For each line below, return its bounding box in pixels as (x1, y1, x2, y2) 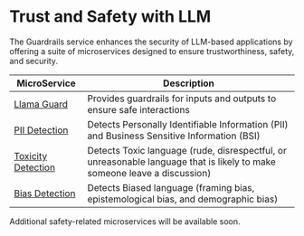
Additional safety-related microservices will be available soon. (9, 215, 241, 227)
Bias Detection (14, 187, 76, 200)
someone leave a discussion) (87, 166, 212, 179)
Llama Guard (14, 98, 69, 110)
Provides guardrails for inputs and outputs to (87, 92, 277, 105)
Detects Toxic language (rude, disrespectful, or (87, 144, 287, 156)
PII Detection (14, 124, 69, 137)
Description (162, 77, 215, 90)
